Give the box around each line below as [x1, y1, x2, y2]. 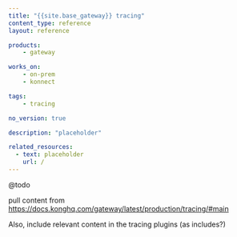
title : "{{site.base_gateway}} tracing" [8, 11, 146, 20]
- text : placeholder [15, 151, 84, 159]
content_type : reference [8, 19, 91, 27]
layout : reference [8, 26, 70, 34]
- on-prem [22, 70, 56, 78]
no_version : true [8, 114, 66, 123]
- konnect [22, 78, 56, 86]
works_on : [8, 63, 42, 71]
